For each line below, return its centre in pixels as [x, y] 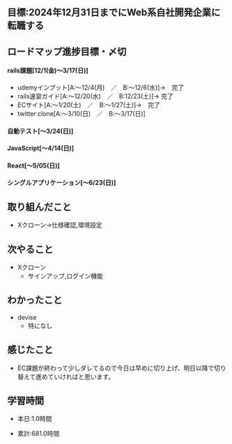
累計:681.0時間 [38, 434]
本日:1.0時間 [34, 419]
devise [27, 317]
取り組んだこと [39, 207]
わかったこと [35, 300]
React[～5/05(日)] [34, 165]
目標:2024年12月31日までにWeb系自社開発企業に [114, 13]
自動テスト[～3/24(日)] [40, 131]
